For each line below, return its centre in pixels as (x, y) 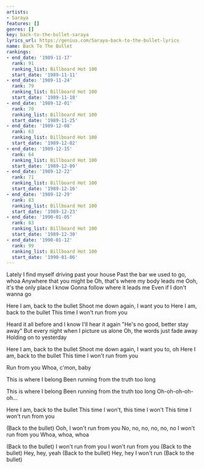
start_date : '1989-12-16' (45, 189)
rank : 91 (23, 63)
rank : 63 (23, 132)
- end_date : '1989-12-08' (39, 126)
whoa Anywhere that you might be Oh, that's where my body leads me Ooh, (102, 281)
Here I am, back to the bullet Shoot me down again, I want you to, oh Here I (101, 349)
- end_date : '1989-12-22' (39, 172)
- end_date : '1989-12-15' (39, 149)
